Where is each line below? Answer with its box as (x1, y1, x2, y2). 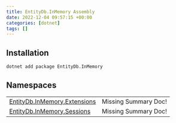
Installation (6, 47, 49, 58)
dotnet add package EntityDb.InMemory (6, 64, 103, 70)
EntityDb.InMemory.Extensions (9, 97, 96, 106)
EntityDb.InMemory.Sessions (9, 107, 91, 115)
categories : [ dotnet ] (6, 20, 60, 26)
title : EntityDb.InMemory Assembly (6, 8, 95, 15)
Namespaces (6, 80, 57, 91)
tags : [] (6, 25, 28, 32)
